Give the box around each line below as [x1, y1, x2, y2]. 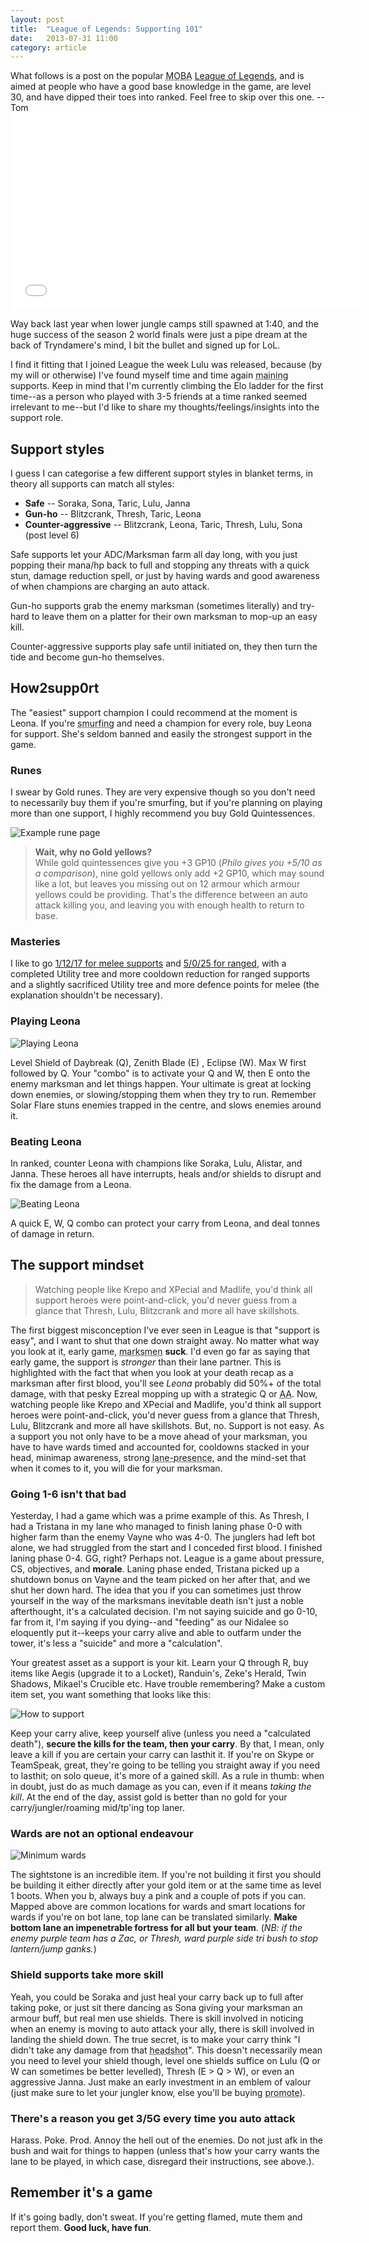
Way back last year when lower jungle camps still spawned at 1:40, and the [10, 318, 319, 330]
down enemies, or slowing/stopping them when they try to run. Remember [10, 1088, 317, 1100]
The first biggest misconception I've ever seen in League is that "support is [10, 1324, 320, 1336]
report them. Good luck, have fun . [10, 2221, 152, 2233]
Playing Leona [10, 1014, 81, 1028]
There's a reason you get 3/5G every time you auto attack [10, 2111, 296, 2125]
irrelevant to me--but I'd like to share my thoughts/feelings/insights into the [10, 401, 320, 413]
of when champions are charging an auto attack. [10, 581, 210, 593]
